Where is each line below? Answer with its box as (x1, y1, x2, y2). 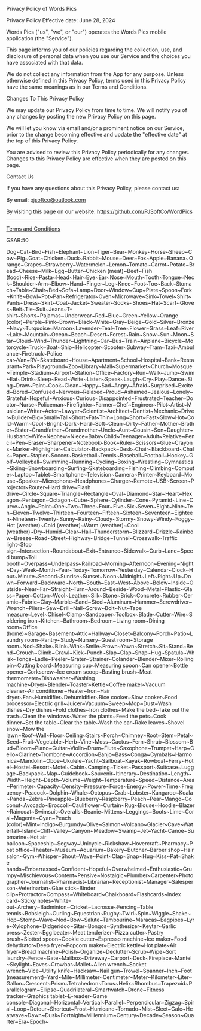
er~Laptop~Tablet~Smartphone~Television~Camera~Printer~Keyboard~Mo (6, 471, 193, 478)
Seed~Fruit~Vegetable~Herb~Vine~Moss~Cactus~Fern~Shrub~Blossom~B (6, 738, 193, 745)
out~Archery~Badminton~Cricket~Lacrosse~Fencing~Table (6, 903, 154, 911)
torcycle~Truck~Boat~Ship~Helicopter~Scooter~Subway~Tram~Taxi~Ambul (6, 344, 194, 351)
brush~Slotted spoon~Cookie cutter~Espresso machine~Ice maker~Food (6, 935, 187, 942)
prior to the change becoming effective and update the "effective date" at (6, 131, 187, 138)
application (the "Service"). (6, 35, 74, 41)
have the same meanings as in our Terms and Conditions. (6, 83, 148, 90)
